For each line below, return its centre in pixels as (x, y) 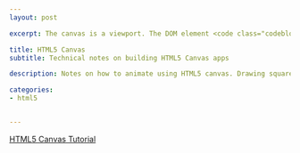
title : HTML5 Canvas (48, 50)
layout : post (33, 17)
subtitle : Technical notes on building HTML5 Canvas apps (119, 58)
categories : (31, 90)
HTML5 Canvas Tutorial (53, 139)
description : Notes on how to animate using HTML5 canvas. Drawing (137, 74)
